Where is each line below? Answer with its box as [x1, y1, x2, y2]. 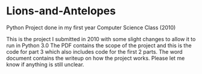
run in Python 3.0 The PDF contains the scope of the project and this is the [6, 42, 192, 49]
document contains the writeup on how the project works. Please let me [6, 54, 185, 61]
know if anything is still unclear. [6, 61, 84, 68]
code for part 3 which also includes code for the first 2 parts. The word [6, 48, 183, 55]
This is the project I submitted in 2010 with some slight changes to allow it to [6, 35, 196, 42]
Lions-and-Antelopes [6, 4, 116, 18]
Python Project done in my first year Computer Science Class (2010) [6, 24, 176, 31]
